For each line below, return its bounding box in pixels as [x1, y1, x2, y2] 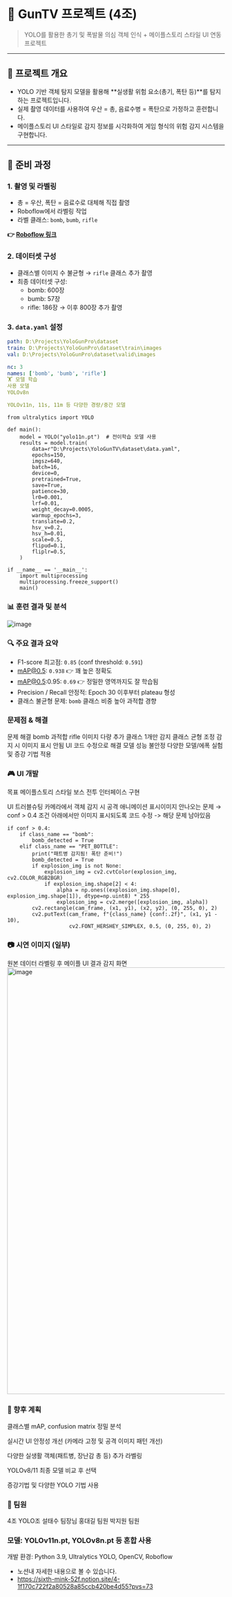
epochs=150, [32, 452, 67, 458]
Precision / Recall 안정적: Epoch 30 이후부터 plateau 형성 [17, 688, 175, 696]
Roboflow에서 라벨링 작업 [17, 207, 88, 215]
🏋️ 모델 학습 [7, 376, 38, 383]
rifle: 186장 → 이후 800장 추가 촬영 [27, 303, 123, 311]
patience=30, [32, 487, 70, 494]
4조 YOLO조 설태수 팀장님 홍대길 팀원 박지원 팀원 [7, 1516, 140, 1525]
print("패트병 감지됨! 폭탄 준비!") [32, 851, 123, 858]
